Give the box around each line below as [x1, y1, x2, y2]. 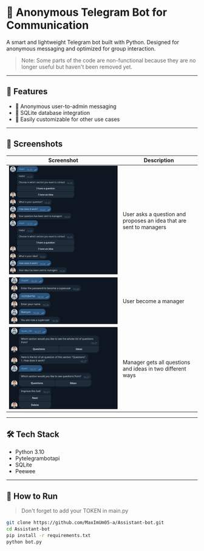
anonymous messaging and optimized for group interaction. [6, 45, 156, 52]
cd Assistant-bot [6, 526, 50, 532]
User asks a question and [122, 211, 186, 218]
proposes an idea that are [122, 217, 187, 224]
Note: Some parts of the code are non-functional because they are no [21, 56, 196, 64]
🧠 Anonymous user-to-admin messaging [15, 103, 117, 110]
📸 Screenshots [6, 139, 63, 149]
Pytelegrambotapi [15, 455, 60, 462]
